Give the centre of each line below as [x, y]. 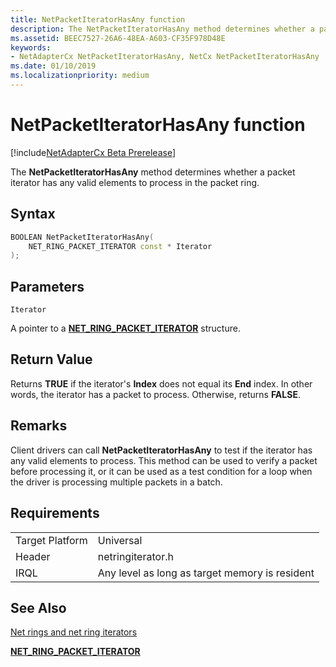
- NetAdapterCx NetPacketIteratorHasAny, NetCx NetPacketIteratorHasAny [165, 57]
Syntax [33, 214]
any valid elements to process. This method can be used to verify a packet [164, 460]
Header [33, 556]
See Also [38, 607]
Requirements [55, 513]
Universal [120, 540]
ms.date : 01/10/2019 [53, 66]
